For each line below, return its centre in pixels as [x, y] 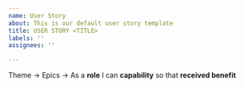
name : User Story [37, 16]
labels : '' [26, 38]
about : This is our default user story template [91, 23]
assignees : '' [32, 46]
